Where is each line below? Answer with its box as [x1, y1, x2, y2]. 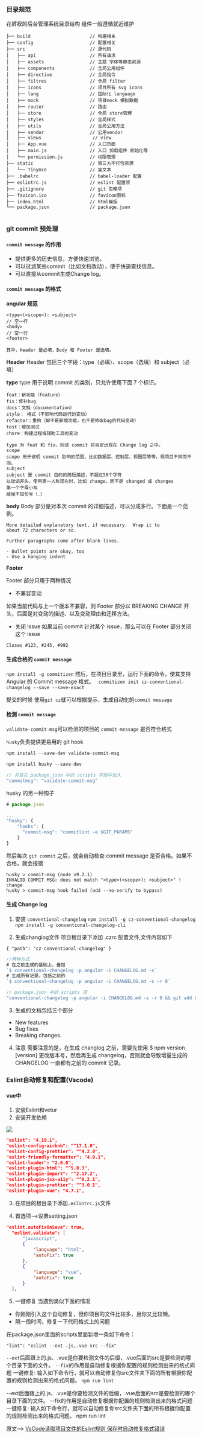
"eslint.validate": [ [11, 1230, 66, 1236]
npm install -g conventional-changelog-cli [14, 922, 126, 928]
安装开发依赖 [14, 1114, 47, 1121]
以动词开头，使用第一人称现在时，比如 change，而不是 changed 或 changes [6, 478, 174, 484]
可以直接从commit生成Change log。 [14, 270, 105, 278]
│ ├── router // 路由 [6, 104, 107, 110]
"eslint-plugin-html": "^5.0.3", [6, 1165, 90, 1171]
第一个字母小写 [6, 485, 38, 491]
